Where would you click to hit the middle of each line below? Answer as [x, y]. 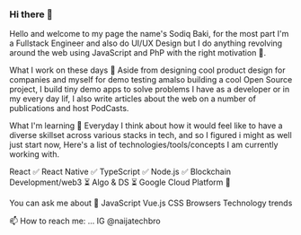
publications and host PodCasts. [69, 109]
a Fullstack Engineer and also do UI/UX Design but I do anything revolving [146, 43]
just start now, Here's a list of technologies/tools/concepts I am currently [144, 145]
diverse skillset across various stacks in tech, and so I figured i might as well [150, 135]
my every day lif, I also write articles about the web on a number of [133, 99]
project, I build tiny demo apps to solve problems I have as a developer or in [150, 90]
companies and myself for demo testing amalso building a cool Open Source [151, 80]
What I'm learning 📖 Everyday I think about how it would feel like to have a [146, 126]
